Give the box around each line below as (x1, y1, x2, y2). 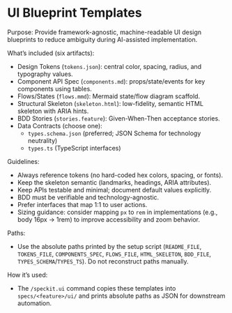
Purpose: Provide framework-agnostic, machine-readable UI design (7, 28, 202, 36)
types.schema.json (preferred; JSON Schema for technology (27, 129, 201, 137)
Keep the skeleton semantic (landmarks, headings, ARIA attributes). (17, 178, 212, 186)
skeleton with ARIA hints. (17, 107, 89, 115)
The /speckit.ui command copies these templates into (17, 284, 176, 292)
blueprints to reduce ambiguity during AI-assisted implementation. (7, 35, 198, 43)
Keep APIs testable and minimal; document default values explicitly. (17, 185, 212, 194)
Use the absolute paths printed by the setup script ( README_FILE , (17, 242, 202, 250)
